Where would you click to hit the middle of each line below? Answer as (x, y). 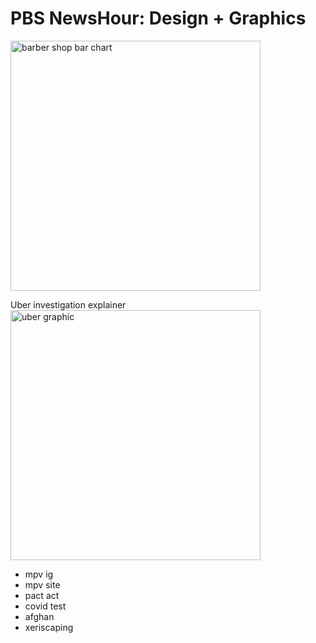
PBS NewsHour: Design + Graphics (158, 18)
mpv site (42, 584)
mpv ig (39, 574)
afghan (39, 616)
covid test (45, 606)
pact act (42, 595)
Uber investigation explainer (68, 304)
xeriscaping (49, 627)
